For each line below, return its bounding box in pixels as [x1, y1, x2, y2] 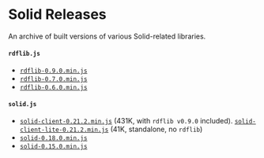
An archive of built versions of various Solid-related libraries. [8, 31, 206, 41]
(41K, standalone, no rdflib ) [110, 124, 203, 134]
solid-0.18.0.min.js [19, 134, 88, 142]
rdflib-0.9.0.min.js [19, 67, 88, 75]
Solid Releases [8, 6, 107, 24]
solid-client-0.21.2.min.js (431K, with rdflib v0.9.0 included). [19, 116, 233, 126]
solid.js [8, 100, 37, 108]
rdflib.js [8, 50, 41, 57]
